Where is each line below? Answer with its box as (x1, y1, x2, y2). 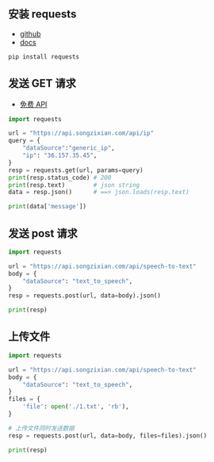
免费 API (19, 99, 48, 109)
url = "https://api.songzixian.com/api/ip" (8, 129, 155, 137)
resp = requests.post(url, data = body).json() (8, 292, 161, 300)
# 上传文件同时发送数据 (8, 424, 75, 432)
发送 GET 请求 (8, 77, 77, 90)
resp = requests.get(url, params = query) (8, 166, 144, 174)
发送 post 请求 (8, 227, 78, 240)
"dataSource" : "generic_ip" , (22, 144, 115, 152)
